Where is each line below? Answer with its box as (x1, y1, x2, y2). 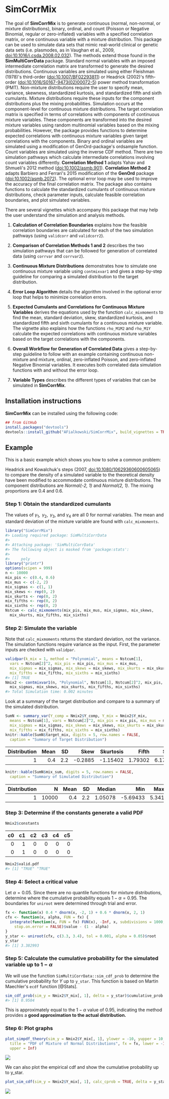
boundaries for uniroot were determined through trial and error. (5, 900, 137, 906)
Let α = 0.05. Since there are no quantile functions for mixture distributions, (5, 890, 162, 896)
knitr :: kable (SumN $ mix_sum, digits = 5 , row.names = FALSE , (5, 770, 134, 775)
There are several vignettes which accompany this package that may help (5, 207, 158, 213)
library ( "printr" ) (5, 561, 44, 566)
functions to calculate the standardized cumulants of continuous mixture (5, 186, 156, 192)
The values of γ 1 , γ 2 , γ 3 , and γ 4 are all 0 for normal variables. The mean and (5, 512, 164, 519)
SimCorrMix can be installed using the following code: (5, 410, 118, 416)
